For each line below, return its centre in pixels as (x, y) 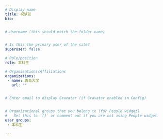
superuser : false (23, 49)
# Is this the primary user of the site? (48, 45)
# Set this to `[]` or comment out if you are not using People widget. (82, 116)
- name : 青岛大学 (23, 80)
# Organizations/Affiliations (36, 71)
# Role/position (21, 58)
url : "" (19, 85)
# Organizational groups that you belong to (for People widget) (72, 111)
